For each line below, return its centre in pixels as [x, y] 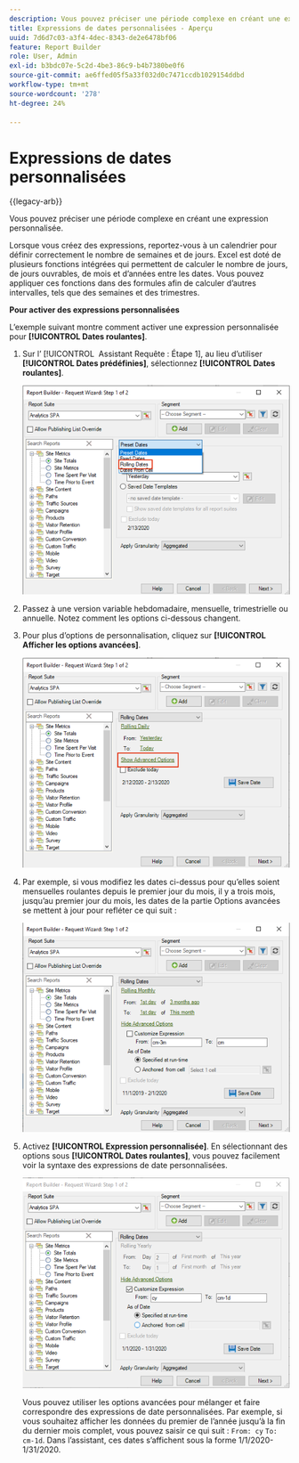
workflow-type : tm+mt [49, 85]
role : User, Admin [43, 57]
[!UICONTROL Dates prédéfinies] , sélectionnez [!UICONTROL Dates [149, 363]
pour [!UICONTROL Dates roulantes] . [78, 337]
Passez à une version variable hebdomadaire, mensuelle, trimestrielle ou [155, 609]
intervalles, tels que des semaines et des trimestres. [105, 293]
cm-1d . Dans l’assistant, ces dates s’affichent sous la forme [129, 1440]
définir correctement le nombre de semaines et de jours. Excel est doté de [145, 255]
